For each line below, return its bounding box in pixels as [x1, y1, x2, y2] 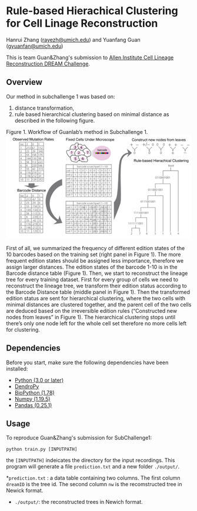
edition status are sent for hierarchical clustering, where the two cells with [6, 294, 186, 302]
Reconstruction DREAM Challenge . [6, 60, 90, 67]
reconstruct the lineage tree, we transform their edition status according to [6, 282, 187, 289]
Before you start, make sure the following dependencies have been [6, 359, 169, 366]
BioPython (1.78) [14, 389, 55, 396]
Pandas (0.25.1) [14, 401, 52, 408]
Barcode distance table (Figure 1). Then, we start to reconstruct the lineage [6, 270, 188, 277]
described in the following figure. [14, 117, 95, 124]
